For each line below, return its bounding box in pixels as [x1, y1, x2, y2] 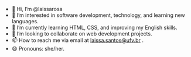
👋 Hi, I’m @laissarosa [11, 6, 63, 12]
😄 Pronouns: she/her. [11, 45, 65, 52]
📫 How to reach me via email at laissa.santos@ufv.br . [11, 37, 144, 44]
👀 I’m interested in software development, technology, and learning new [11, 12, 186, 19]
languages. [11, 18, 39, 24]
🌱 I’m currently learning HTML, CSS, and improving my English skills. [11, 24, 178, 31]
